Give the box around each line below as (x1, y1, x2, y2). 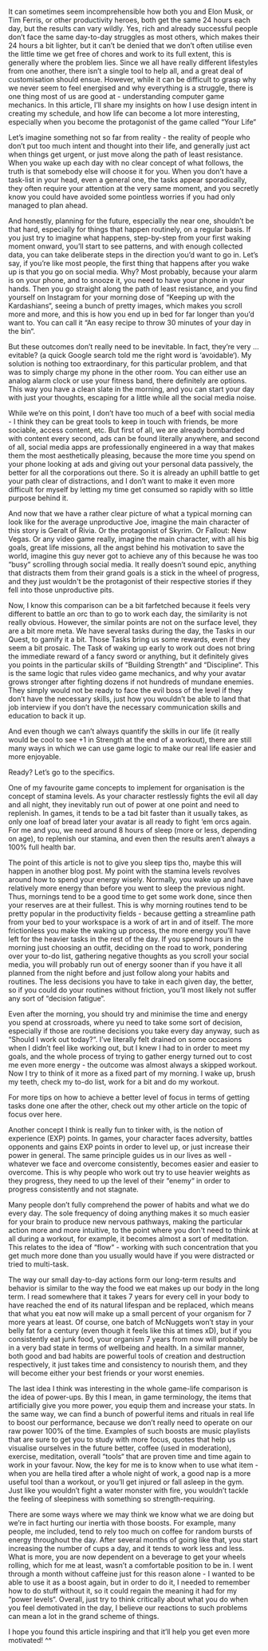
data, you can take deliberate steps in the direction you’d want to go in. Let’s (8, 250, 259, 259)
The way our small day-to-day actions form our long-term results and (8, 1275, 237, 1284)
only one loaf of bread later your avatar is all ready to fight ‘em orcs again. (8, 817, 251, 826)
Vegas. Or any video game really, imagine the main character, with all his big (8, 535, 259, 543)
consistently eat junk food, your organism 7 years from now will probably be (8, 1335, 258, 1343)
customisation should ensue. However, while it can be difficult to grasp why (8, 75, 257, 84)
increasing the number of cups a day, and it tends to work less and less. (8, 1544, 245, 1553)
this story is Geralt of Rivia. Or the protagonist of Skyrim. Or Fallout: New (8, 526, 247, 535)
